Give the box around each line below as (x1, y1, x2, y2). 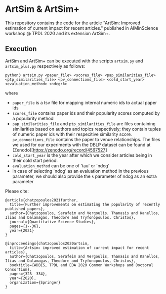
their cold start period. (12, 157, 58, 163)
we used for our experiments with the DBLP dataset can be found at (12, 142, 151, 147)
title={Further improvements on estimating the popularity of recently (9, 202, 161, 207)
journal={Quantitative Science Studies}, (9, 219, 96, 224)
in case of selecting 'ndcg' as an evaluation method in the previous (12, 168, 149, 174)
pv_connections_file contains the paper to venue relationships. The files (12, 136, 161, 142)
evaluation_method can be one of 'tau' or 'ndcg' (12, 162, 110, 169)
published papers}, (5, 206, 45, 211)
